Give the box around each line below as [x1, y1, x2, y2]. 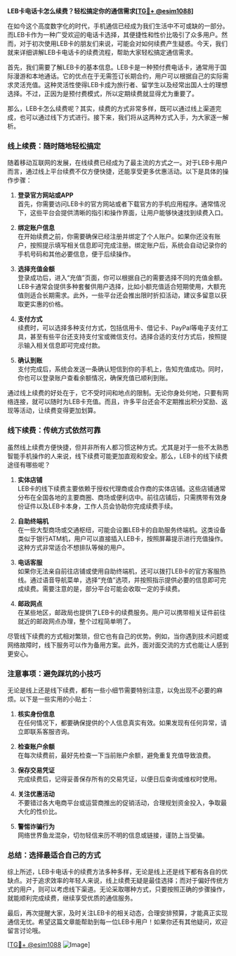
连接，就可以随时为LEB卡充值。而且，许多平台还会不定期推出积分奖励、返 [13, 397, 228, 406]
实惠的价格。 [29, 300, 67, 309]
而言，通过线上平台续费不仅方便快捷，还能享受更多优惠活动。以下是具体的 [7, 167, 223, 176]
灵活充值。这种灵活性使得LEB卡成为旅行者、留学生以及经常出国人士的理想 [13, 81, 228, 89]
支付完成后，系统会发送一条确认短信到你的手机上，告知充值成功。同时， [17, 365, 227, 373]
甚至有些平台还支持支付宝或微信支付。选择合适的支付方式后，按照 [29, 332, 221, 341]
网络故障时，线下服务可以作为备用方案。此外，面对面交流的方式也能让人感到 [7, 640, 229, 649]
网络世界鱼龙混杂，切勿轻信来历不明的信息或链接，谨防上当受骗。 [17, 831, 209, 839]
